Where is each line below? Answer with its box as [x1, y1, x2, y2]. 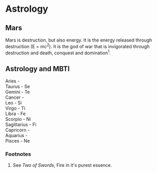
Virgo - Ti [5, 105, 26, 112]
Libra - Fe [5, 111, 26, 117]
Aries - [5, 78, 20, 84]
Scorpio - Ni [5, 116, 31, 122]
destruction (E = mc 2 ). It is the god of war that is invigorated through [5, 42, 150, 49]
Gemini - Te [5, 89, 30, 95]
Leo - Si [5, 100, 22, 106]
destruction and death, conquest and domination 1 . [5, 49, 111, 56]
